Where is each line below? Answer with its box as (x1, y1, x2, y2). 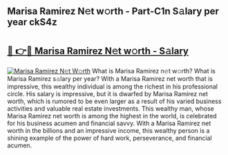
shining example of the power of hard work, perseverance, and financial (7, 134, 212, 142)
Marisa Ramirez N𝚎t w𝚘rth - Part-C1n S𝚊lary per (7, 6, 220, 17)
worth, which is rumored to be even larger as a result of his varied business (7, 97, 222, 105)
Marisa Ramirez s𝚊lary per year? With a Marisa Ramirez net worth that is (7, 75, 213, 82)
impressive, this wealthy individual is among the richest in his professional (7, 82, 218, 91)
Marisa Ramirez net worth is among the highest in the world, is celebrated (7, 112, 217, 120)
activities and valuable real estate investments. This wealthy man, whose (7, 104, 214, 113)
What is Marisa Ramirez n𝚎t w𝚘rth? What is (92, 67, 216, 75)
